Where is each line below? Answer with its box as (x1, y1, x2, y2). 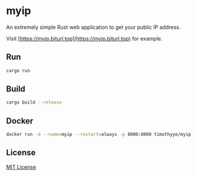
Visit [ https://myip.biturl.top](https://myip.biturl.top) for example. (6, 35, 163, 42)
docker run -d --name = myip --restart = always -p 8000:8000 (6, 131, 152, 138)
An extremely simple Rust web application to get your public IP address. (6, 24, 181, 31)
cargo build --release (6, 99, 62, 105)
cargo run (6, 68, 31, 74)
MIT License (6, 163, 37, 170)
